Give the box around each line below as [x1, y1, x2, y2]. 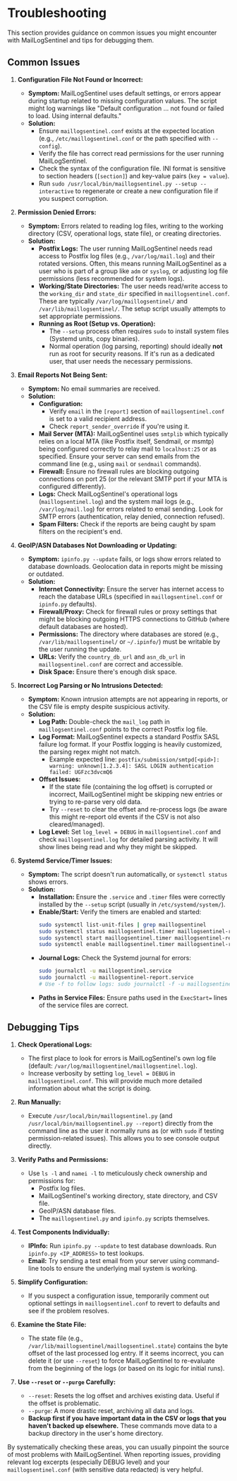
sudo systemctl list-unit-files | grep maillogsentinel [38, 921, 207, 928]
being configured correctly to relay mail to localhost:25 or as [38, 444, 217, 453]
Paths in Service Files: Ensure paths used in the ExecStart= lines [38, 993, 228, 1002]
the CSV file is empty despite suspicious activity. [28, 702, 171, 710]
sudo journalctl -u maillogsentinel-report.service [38, 974, 194, 981]
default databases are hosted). [38, 622, 128, 630]
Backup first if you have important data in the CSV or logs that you [28, 1414, 227, 1422]
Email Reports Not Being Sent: [17, 370, 108, 379]
